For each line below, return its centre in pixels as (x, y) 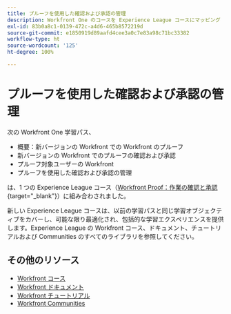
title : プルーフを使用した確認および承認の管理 (67, 13)
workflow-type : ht (33, 39)
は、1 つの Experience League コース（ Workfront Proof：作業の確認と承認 (113, 187)
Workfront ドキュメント (50, 286)
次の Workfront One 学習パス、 (51, 132)
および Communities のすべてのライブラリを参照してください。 (108, 236)
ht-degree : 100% (30, 52)
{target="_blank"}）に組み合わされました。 (68, 196)
